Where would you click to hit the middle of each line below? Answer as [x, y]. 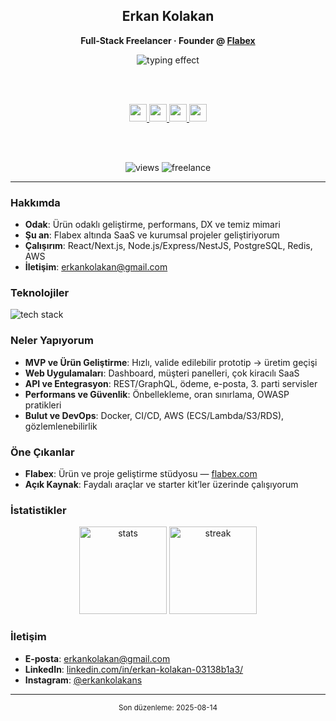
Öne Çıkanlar [42, 452]
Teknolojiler [40, 293]
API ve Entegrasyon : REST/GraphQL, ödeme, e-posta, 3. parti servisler [171, 383]
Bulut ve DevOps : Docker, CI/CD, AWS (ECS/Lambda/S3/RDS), [154, 415]
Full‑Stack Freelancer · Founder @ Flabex [168, 40]
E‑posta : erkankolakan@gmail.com [97, 658]
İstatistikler [38, 510]
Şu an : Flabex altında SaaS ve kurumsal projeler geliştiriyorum [152, 235]
